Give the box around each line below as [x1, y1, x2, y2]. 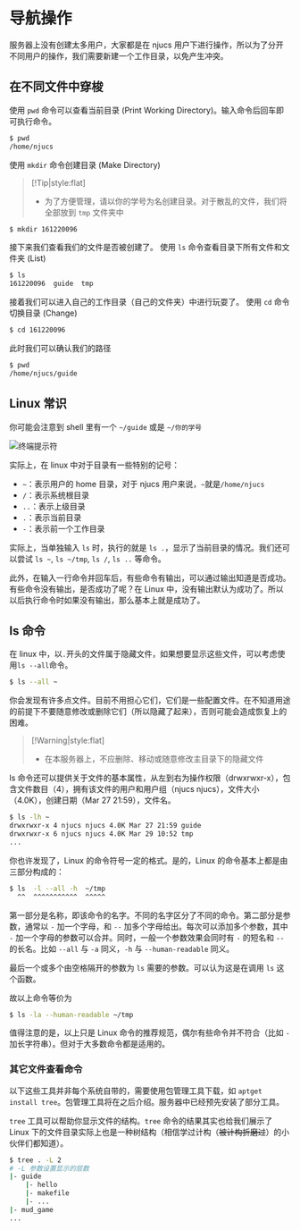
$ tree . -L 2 [9, 1155, 62, 1165]
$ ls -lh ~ [9, 813, 50, 822]
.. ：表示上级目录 [21, 501, 87, 511]
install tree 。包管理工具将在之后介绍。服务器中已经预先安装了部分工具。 [9, 1096, 284, 1107]
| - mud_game [9, 1205, 54, 1214]
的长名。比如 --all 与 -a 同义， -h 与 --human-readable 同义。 [9, 943, 235, 954]
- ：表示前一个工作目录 [21, 523, 105, 534]
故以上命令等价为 [9, 992, 72, 1003]
